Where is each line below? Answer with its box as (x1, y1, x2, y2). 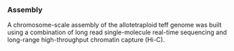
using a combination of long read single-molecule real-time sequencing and (7, 28, 227, 36)
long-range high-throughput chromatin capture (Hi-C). (7, 36, 165, 44)
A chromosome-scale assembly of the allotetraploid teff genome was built (7, 21, 222, 29)
